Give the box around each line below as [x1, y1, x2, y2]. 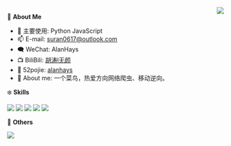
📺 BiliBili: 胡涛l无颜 [16, 56, 71, 64]
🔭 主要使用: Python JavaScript [16, 27, 103, 35]
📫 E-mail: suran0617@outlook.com [16, 35, 118, 43]
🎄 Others [7, 118, 33, 126]
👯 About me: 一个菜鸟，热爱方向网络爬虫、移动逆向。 [16, 74, 168, 82]
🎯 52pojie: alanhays [16, 66, 74, 74]
